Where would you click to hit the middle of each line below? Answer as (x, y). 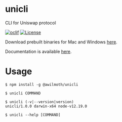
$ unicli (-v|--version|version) (40, 102)
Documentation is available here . (38, 51)
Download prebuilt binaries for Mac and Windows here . (61, 42)
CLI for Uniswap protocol (31, 23)
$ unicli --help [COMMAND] (33, 115)
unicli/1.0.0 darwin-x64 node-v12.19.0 (46, 106)
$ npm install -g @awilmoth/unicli (42, 84)
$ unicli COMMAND (23, 93)
